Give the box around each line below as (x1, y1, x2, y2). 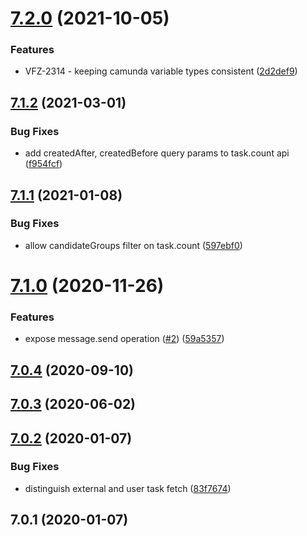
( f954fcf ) (24, 158, 63, 170)
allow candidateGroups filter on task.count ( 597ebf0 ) (24, 239, 243, 251)
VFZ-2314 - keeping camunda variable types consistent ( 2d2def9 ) (24, 65, 298, 77)
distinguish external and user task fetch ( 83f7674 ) (24, 482, 232, 494)
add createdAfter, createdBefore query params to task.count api (24, 147, 290, 159)
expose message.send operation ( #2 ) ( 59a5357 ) (24, 333, 225, 345)
